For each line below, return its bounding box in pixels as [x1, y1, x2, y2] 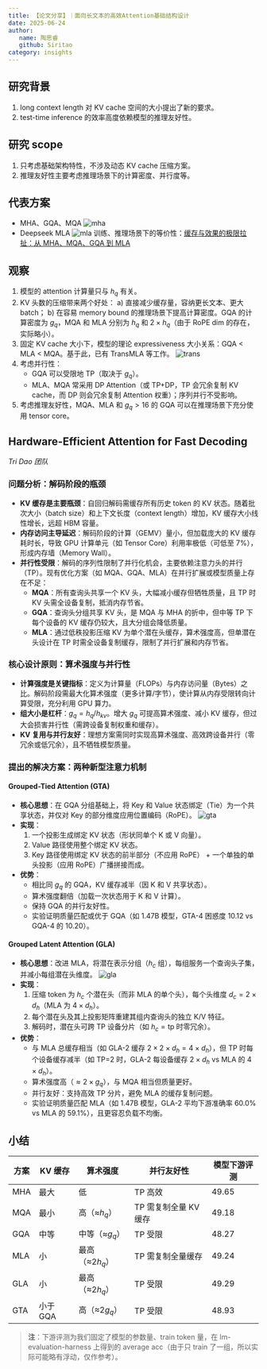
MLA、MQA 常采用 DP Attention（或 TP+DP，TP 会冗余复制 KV [31, 380, 239, 389]
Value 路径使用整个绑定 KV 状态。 [31, 840, 143, 849]
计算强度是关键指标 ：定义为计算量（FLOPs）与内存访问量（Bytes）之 [19, 679, 248, 688]
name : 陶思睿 [18, 33, 59, 42]
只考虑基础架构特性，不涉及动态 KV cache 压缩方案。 [19, 160, 195, 170]
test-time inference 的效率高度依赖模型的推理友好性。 [19, 112, 196, 122]
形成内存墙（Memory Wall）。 [19, 547, 116, 557]
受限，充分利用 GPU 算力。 [26, 698, 116, 708]
